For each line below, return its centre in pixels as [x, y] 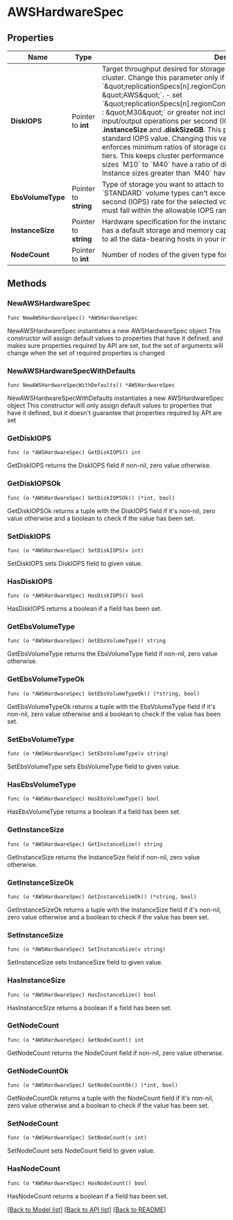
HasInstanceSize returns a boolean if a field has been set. [89, 1008]
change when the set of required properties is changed [86, 353]
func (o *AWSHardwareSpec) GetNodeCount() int [76, 1040]
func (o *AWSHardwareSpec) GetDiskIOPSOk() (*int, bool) [91, 498]
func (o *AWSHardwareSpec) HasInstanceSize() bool [82, 995]
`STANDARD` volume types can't [155, 193]
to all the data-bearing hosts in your [161, 239]
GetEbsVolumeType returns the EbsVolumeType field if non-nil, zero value [112, 654]
